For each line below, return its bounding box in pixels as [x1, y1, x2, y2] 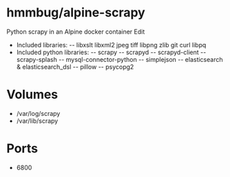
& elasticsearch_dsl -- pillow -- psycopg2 [16, 62, 134, 71]
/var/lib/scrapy [16, 117, 59, 125]
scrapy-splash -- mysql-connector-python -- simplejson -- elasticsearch [16, 55, 223, 63]
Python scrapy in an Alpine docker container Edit [6, 27, 145, 36]
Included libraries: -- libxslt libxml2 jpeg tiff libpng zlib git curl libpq [16, 40, 207, 49]
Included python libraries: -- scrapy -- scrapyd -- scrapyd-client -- [16, 48, 207, 56]
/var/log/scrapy [16, 109, 61, 117]
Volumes [6, 87, 59, 102]
